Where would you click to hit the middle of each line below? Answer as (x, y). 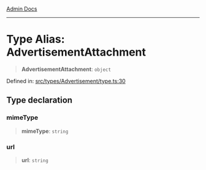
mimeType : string (45, 131)
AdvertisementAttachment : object (66, 69)
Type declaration (39, 100)
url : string (35, 160)
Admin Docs (22, 9)
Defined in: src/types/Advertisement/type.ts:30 (66, 81)
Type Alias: (36, 39)
